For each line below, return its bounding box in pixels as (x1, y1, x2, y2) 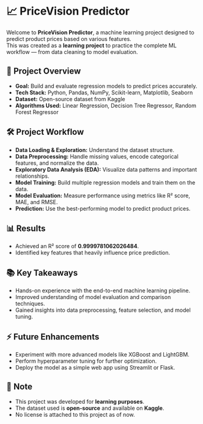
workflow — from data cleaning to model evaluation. (6, 48, 138, 55)
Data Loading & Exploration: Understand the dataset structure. (15, 146, 174, 153)
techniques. (15, 300, 45, 308)
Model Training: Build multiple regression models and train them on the (15, 178, 196, 186)
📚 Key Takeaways (6, 267, 78, 278)
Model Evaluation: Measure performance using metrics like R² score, (15, 192, 191, 199)
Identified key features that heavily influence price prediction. (15, 249, 171, 257)
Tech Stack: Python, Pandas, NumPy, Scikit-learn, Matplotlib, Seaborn (15, 89, 193, 96)
